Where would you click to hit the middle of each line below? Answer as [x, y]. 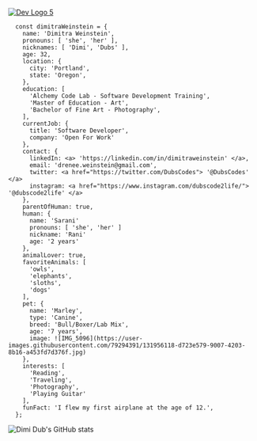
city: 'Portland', [59, 68]
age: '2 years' [54, 241]
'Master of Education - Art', [79, 103]
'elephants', [51, 276]
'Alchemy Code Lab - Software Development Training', [120, 96]
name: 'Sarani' [54, 221]
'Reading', [47, 373]
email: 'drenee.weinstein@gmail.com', [93, 165]
